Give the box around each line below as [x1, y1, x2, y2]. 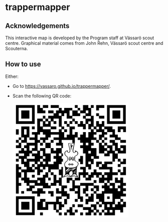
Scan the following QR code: [12, 92, 72, 99]
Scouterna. [5, 46, 28, 51]
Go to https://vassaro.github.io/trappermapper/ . [12, 83, 111, 89]
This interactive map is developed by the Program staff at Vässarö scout [5, 35, 154, 41]
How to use [5, 60, 41, 69]
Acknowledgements [5, 22, 70, 30]
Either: [5, 73, 19, 79]
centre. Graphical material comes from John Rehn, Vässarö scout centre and [5, 40, 163, 46]
